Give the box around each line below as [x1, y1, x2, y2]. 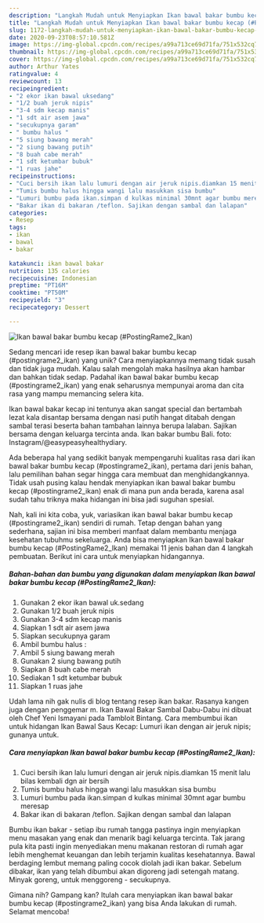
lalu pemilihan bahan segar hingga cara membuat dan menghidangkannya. [9, 469, 250, 479]
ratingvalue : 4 [9, 70, 59, 78]
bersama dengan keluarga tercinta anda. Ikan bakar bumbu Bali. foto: [9, 429, 232, 439]
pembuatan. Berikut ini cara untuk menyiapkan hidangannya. [9, 551, 204, 561]
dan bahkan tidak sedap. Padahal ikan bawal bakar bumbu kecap [9, 372, 219, 381]
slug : [9, 26, 27, 34]
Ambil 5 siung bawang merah [20, 648, 115, 657]
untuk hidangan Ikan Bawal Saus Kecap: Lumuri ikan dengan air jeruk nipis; [9, 721, 251, 731]
